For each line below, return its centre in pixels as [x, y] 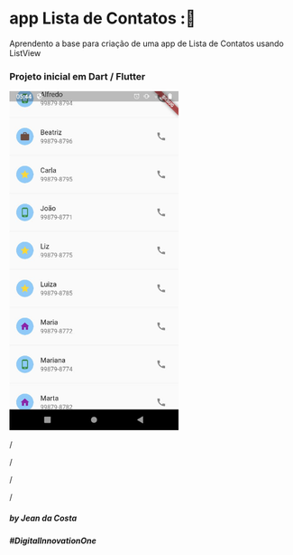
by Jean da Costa [43, 518]
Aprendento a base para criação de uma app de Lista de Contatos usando [146, 43]
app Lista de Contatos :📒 [103, 19]
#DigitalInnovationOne [53, 541]
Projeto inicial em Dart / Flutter [78, 76]
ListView [25, 52]
